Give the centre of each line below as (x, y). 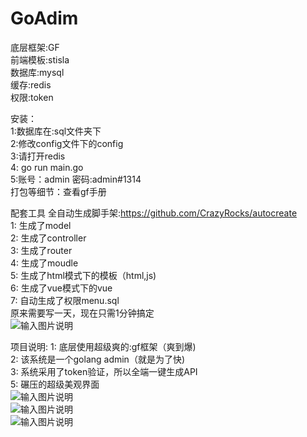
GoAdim (44, 18)
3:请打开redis (38, 156)
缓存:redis (31, 84)
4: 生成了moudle (44, 263)
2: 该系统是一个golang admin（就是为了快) (98, 359)
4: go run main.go (47, 167)
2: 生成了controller (48, 238)
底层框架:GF (35, 47)
